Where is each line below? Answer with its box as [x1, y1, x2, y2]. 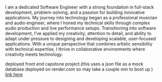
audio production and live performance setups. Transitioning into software [5, 25, 157, 31]
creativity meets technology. [5, 51, 63, 57]
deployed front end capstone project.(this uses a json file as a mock [5, 61, 144, 67]
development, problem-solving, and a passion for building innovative [5, 9, 145, 15]
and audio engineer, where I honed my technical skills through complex [5, 20, 150, 26]
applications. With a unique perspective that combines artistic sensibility [5, 41, 153, 46]
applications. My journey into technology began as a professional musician [5, 15, 158, 20]
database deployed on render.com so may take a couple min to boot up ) [5, 66, 153, 72]
